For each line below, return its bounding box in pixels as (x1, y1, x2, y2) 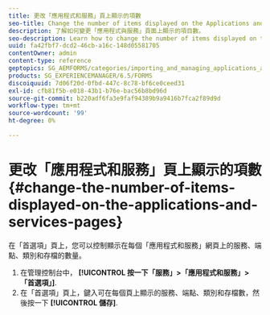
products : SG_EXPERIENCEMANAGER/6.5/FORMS (8, 72, 153, 80)
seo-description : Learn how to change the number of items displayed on (8, 34, 257, 43)
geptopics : (8, 64, 45, 73)
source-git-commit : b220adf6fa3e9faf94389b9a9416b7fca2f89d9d (8, 94, 221, 102)
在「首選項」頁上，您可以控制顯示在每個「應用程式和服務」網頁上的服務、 (8, 240, 255, 250)
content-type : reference (8, 57, 92, 65)
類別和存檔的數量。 (22, 251, 86, 260)
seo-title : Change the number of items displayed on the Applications (8, 19, 250, 27)
